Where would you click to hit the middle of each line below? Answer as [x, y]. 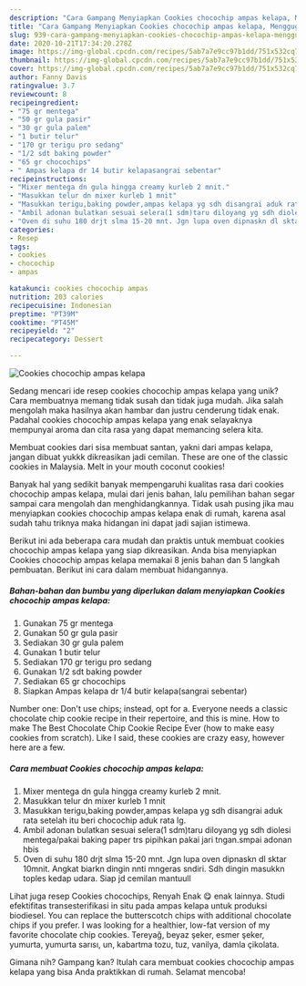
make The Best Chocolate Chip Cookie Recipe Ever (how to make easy [142, 728]
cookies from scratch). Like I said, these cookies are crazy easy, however [147, 737]
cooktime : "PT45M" [44, 323]
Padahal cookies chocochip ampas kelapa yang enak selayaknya [131, 420]
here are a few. [37, 747]
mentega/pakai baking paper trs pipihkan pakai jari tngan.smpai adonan [157, 839]
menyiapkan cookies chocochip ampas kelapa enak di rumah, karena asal [148, 513]
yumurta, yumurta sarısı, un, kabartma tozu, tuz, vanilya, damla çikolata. [144, 944]
